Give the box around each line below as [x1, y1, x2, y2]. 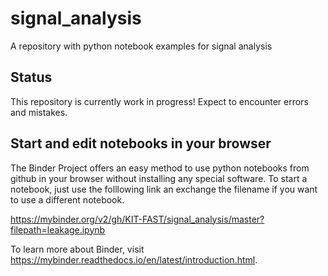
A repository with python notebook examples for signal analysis [10, 40, 273, 52]
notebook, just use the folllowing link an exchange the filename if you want [10, 183, 318, 195]
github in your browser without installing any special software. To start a [10, 172, 308, 184]
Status [10, 69, 53, 86]
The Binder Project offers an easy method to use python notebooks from [10, 162, 310, 174]
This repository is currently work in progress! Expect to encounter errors [10, 95, 309, 107]
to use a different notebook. [10, 193, 125, 206]
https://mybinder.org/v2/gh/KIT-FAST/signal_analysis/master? [10, 213, 265, 225]
